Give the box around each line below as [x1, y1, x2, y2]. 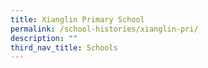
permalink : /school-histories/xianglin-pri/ [10, 24, 199, 34]
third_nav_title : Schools [10, 42, 118, 53]
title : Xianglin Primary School [10, 14, 145, 25]
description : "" [10, 33, 78, 43]
